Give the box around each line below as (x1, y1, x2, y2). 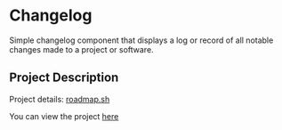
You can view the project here (9, 110, 119, 121)
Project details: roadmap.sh (9, 93, 110, 104)
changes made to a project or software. (9, 44, 154, 54)
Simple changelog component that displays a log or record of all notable (9, 35, 274, 45)
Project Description (9, 70, 119, 85)
